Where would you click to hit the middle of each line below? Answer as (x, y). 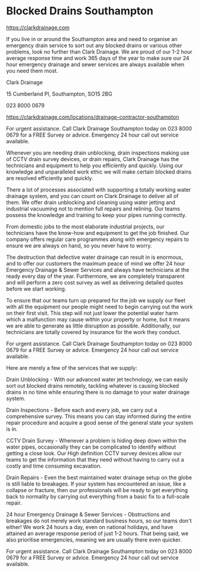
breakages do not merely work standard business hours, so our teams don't (99, 521)
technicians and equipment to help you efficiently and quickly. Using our (94, 165)
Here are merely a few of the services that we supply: (72, 367)
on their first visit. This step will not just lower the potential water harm (92, 313)
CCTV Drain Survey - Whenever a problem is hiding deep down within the (97, 440)
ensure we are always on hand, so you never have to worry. (79, 245)
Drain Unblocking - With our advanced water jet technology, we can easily (97, 379)
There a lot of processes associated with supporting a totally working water (99, 190)
